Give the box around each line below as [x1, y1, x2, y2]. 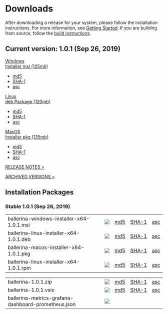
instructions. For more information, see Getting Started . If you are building [5, 24, 157, 30]
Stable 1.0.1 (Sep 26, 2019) [5, 203, 70, 210]
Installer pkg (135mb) [5, 133, 49, 140]
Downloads [5, 3, 53, 14]
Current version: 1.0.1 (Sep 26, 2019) [5, 44, 121, 53]
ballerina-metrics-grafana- [7, 294, 73, 301]
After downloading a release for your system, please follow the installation [5, 19, 158, 25]
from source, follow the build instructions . [5, 30, 91, 36]
